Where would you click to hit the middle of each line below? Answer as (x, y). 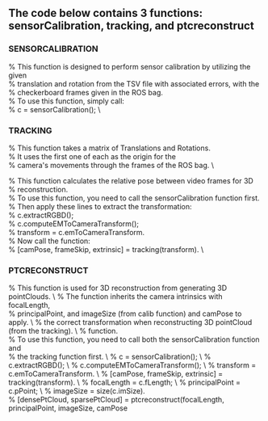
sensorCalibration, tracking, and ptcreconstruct (131, 26)
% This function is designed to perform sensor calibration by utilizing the (130, 66)
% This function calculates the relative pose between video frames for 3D (131, 180)
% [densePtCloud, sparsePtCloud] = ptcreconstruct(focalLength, (116, 400)
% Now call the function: (49, 241)
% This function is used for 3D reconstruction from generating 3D (118, 288)
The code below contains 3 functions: (106, 13)
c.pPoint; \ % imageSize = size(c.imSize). (77, 391)
